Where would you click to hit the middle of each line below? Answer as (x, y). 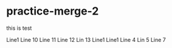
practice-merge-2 (53, 11)
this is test (19, 28)
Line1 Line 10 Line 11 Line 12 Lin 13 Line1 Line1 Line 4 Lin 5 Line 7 (86, 39)
